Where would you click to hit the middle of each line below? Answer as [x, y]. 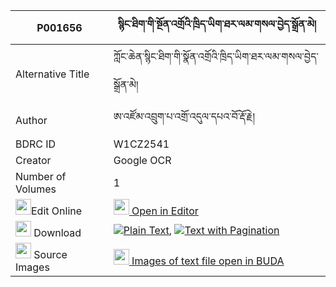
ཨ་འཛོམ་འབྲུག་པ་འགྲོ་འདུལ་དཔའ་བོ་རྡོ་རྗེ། [184, 116]
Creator [33, 160]
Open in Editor [165, 211]
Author [31, 120]
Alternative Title [52, 74]
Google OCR [142, 160]
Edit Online [57, 211]
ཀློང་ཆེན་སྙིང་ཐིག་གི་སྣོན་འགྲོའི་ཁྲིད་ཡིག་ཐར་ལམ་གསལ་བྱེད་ [216, 56]
